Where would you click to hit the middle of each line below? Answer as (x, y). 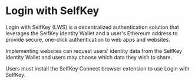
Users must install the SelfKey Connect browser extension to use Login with (97, 68)
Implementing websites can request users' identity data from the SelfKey (94, 51)
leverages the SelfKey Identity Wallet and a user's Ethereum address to (92, 33)
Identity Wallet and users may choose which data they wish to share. (89, 57)
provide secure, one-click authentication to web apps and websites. (88, 39)
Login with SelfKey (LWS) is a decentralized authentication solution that (92, 27)
